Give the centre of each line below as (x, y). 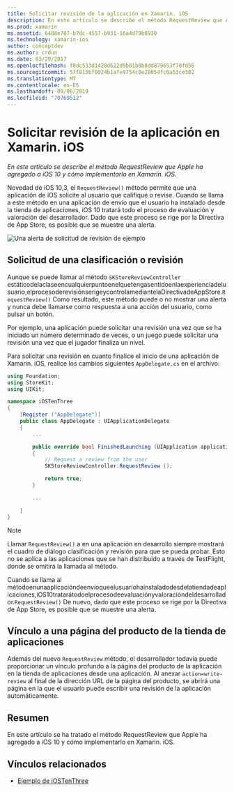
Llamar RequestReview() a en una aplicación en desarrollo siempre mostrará (116, 544)
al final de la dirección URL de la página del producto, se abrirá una (124, 681)
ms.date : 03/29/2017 (37, 59)
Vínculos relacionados (57, 764)
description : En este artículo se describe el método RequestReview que (115, 20)
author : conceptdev (36, 46)
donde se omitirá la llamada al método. (63, 566)
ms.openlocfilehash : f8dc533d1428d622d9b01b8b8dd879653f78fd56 (101, 66)
